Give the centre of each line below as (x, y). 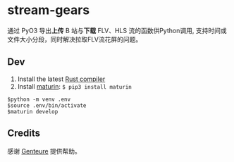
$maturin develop (33, 111)
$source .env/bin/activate (47, 105)
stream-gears (49, 10)
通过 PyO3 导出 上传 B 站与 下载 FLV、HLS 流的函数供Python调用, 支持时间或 (117, 30)
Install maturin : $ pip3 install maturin (74, 86)
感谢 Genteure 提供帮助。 (44, 151)
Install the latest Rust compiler (61, 79)
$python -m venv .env (39, 99)
